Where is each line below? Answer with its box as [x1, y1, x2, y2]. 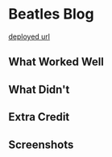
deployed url [8, 32, 51, 41]
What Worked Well [8, 55, 105, 69]
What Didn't [8, 83, 70, 96]
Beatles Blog [8, 5, 94, 23]
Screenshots [8, 138, 74, 151]
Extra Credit [8, 110, 70, 124]
